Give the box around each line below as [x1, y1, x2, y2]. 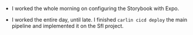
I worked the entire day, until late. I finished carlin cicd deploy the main [11, 16, 188, 23]
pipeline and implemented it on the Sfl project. [11, 23, 124, 29]
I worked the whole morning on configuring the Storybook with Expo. [11, 5, 179, 12]
